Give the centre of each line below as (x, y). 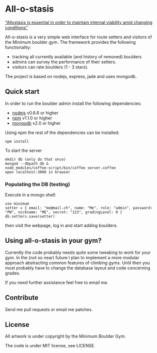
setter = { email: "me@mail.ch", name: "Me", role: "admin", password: (79, 208)
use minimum (17, 204)
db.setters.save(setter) (30, 217)
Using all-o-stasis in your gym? (53, 241)
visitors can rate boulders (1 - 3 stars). (50, 67)
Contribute (22, 298)
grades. (13, 273)
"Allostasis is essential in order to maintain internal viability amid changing (79, 22)
